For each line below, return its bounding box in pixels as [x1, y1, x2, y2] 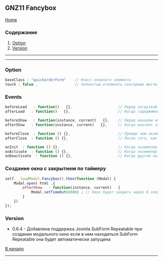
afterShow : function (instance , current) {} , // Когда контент [5, 123, 153, 128]
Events [5, 93, 22, 100]
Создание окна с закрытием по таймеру [5, 165, 106, 172]
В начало [5, 246, 24, 252]
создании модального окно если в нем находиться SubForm [12, 231, 138, 237]
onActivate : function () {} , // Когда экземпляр [5, 149, 158, 154]
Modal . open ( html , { [14, 181, 55, 186]
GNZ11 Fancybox [5, 4, 57, 12]
